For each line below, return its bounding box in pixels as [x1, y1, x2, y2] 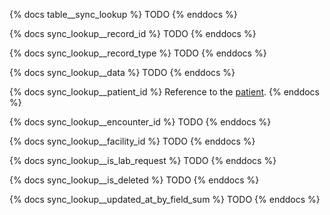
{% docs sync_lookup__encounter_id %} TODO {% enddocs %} [9, 116, 272, 128]
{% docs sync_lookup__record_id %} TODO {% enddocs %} [9, 28, 257, 39]
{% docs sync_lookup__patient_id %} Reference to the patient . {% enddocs [9, 86, 320, 98]
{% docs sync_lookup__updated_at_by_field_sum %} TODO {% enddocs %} [9, 194, 321, 205]
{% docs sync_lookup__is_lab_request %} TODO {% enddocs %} [9, 155, 277, 166]
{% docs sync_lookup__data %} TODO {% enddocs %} [9, 67, 236, 78]
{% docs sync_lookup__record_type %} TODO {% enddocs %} [9, 47, 267, 59]
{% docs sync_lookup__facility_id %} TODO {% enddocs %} [9, 135, 256, 147]
